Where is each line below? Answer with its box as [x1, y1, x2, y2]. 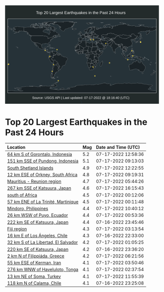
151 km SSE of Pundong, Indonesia [7, 158, 79, 164]
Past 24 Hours [5, 127, 64, 138]
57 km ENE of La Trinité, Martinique [7, 198, 79, 205]
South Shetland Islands [7, 165, 54, 171]
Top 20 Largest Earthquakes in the [5, 117, 147, 127]
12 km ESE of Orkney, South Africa [7, 172, 78, 177]
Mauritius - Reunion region [7, 178, 61, 184]
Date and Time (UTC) [96, 144, 140, 150]
